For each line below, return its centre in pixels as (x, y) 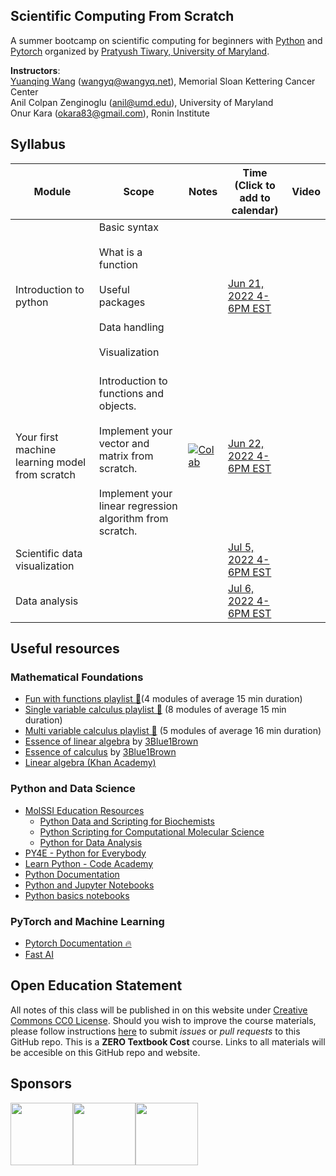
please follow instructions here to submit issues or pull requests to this (155, 1031)
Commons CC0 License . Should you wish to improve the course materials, (163, 1020)
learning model (51, 462)
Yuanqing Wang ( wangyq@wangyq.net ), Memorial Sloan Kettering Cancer (163, 81)
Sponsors (41, 1084)
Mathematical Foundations (77, 677)
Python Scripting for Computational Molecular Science (152, 831)
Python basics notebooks (77, 895)
